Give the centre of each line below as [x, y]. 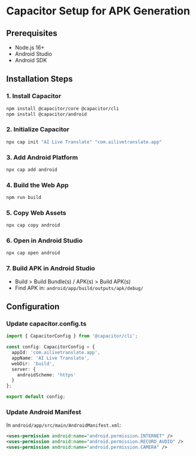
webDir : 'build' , [33, 364]
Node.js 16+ [30, 47]
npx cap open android [33, 253]
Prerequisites [32, 33]
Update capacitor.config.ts [46, 324]
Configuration [33, 306]
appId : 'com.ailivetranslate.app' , [56, 353]
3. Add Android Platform [42, 157]
